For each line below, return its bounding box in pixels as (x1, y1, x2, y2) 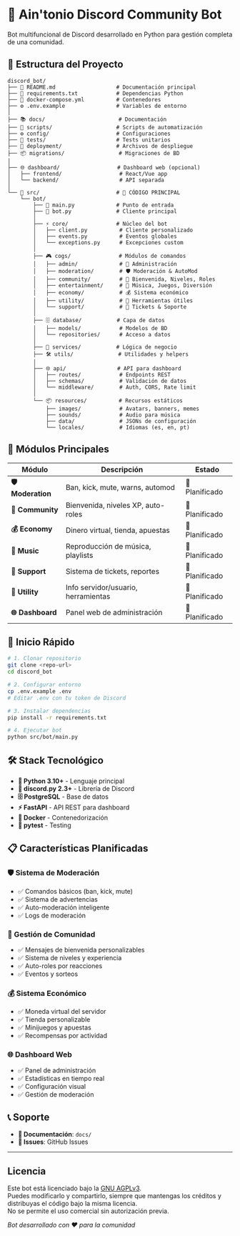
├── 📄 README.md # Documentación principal (7, 84, 196, 91)
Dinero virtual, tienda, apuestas (65, 525, 170, 535)
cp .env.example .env (7, 687, 72, 695)
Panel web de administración (65, 607, 163, 617)
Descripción (101, 464, 144, 474)
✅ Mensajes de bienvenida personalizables (17, 945, 145, 954)
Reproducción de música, (65, 541, 151, 551)
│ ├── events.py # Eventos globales (33, 232, 177, 240)
